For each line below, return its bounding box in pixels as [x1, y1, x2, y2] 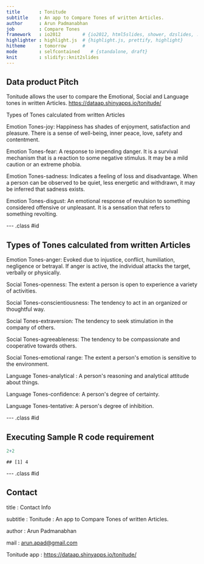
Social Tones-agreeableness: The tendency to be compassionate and [6, 336, 180, 343]
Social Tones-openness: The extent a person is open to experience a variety [6, 281, 198, 288]
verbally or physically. [6, 269, 61, 276]
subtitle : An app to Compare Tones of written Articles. [6, 15, 165, 21]
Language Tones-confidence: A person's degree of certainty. [6, 391, 160, 398]
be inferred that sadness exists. [6, 185, 85, 193]
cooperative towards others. [6, 342, 77, 349]
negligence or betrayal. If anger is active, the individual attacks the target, [6, 263, 191, 270]
